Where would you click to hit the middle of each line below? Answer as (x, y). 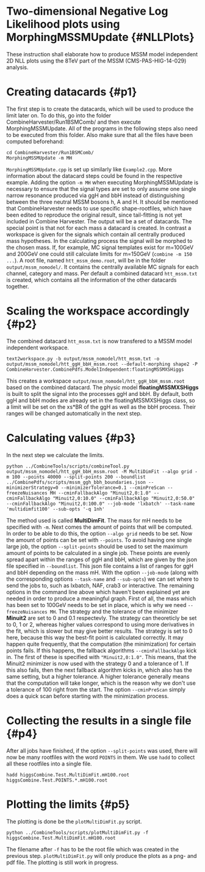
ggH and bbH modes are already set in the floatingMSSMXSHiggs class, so (101, 400)
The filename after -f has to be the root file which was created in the (92, 849)
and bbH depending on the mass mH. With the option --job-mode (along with (102, 572)
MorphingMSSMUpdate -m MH (39, 158)
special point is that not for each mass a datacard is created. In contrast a (99, 228)
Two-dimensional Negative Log (87, 11)
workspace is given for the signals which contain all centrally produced (96, 234)
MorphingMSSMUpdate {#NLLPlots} (100, 37)
